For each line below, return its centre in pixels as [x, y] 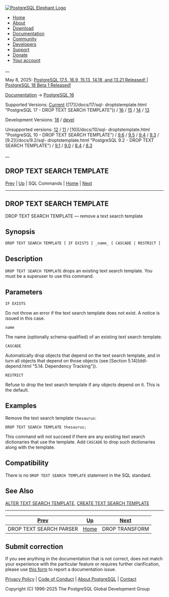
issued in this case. [25, 318]
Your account [26, 60]
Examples [21, 406]
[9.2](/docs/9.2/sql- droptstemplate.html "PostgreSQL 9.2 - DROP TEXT [80, 140]
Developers [24, 44]
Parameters [24, 292]
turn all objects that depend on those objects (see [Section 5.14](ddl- [76, 361]
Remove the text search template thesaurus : [51, 418]
